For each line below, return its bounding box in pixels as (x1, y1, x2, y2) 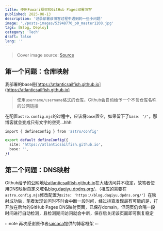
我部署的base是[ (5, 81, 38, 87)
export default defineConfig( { (5, 138, 68, 142)
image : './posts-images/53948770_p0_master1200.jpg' (5, 20, 114, 26)
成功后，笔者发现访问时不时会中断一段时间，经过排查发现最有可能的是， (9, 198, 154, 204)
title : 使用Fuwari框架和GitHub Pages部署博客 (5, 7, 92, 12)
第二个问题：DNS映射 (5, 166, 70, 174)
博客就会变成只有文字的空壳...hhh (5, 119, 72, 125)
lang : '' (5, 39, 23, 44)
